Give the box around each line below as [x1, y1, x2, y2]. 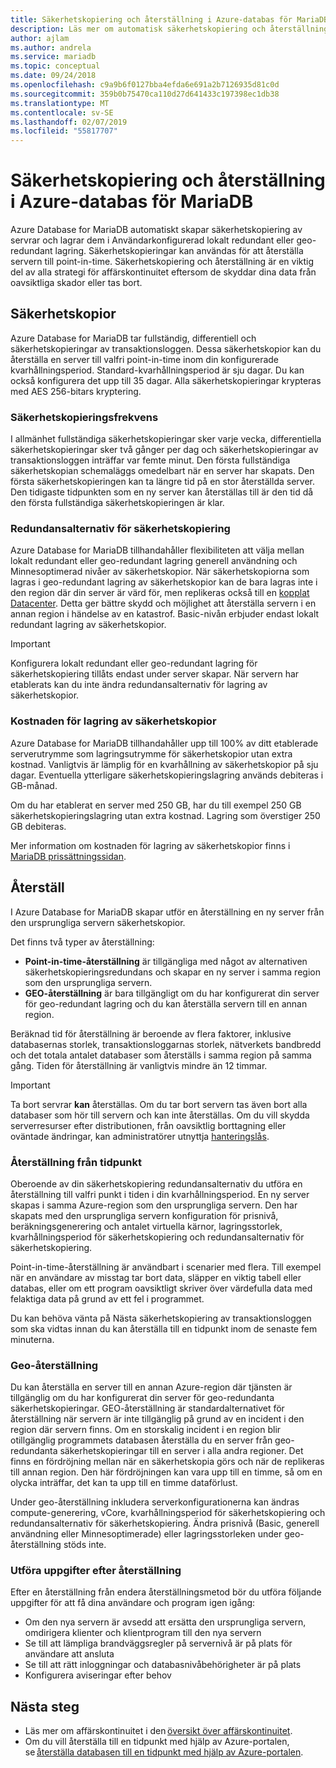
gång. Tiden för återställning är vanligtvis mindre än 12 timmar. [10, 1059, 268, 1071]
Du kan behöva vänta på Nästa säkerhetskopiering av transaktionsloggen [10, 1312, 312, 1324]
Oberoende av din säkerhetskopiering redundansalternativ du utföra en [10, 1177, 303, 1190]
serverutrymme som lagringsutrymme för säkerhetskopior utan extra [10, 747, 293, 760]
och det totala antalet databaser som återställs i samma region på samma [10, 1049, 312, 1061]
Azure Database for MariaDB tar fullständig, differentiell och [10, 332, 257, 344]
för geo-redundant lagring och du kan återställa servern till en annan [24, 997, 308, 1010]
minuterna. [10, 1333, 55, 1345]
